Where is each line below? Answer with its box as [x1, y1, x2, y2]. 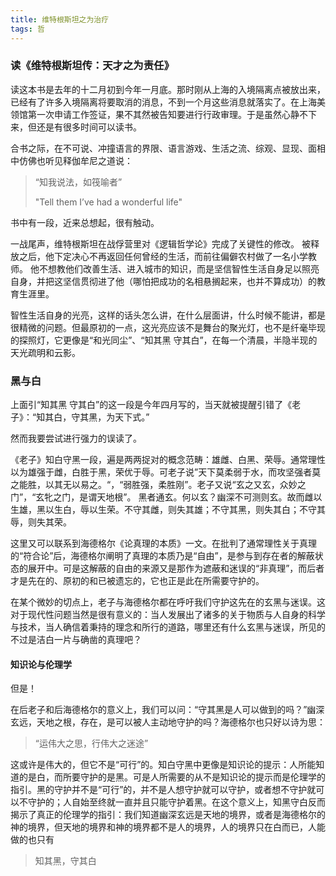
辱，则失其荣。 [10, 516, 72, 528]
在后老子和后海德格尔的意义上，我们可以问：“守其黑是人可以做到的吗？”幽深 [10, 704, 325, 716]
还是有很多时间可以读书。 [36, 121, 142, 133]
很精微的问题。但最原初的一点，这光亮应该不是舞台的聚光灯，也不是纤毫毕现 [10, 321, 326, 333]
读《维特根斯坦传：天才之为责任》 [10, 59, 175, 73]
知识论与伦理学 [10, 658, 72, 670]
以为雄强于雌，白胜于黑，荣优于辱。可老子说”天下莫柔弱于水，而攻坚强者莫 [10, 466, 322, 478]
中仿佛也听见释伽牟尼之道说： [10, 154, 133, 166]
